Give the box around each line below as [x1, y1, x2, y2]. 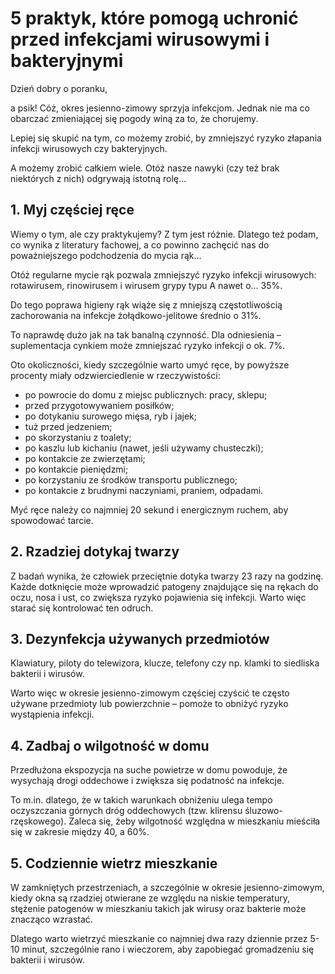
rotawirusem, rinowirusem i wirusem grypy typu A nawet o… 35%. [10, 279, 283, 291]
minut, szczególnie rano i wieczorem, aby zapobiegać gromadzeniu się [21, 943, 315, 955]
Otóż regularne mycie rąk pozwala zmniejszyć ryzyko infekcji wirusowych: [10, 268, 317, 281]
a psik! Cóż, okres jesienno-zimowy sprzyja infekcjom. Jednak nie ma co [10, 102, 310, 114]
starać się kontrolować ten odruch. [10, 602, 154, 614]
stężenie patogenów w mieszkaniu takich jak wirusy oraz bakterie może [10, 903, 307, 914]
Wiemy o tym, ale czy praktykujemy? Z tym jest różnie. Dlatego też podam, [10, 228, 319, 240]
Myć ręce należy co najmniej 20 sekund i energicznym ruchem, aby [10, 503, 289, 516]
